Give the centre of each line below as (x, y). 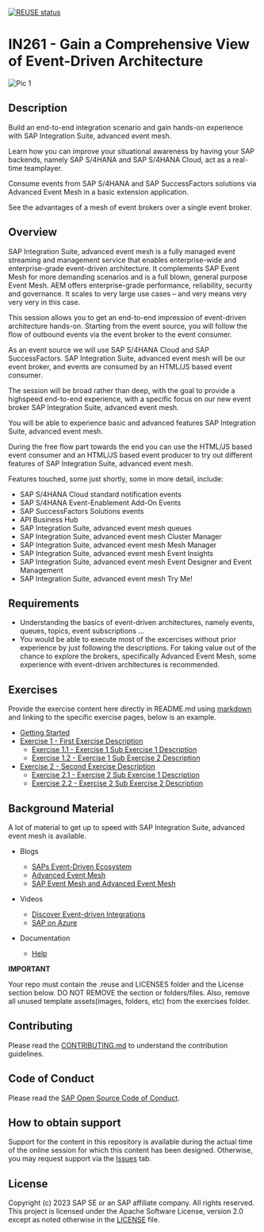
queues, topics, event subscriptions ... (82, 631)
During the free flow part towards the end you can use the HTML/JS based (130, 446)
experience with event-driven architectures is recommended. (120, 665)
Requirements (44, 603)
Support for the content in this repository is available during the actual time (130, 1142)
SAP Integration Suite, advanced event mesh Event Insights (117, 553)
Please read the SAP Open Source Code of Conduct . (94, 1098)
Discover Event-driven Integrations (88, 914)
